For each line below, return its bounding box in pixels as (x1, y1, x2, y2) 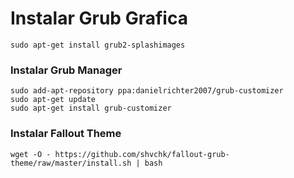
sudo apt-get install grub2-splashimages (10, 40, 186, 50)
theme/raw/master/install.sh (10, 158, 132, 168)
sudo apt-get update (10, 95, 97, 105)
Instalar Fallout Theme (10, 127, 122, 141)
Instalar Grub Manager (10, 63, 123, 77)
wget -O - (10, 149, 52, 159)
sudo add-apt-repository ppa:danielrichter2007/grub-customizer (10, 86, 284, 96)
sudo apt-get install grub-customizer (10, 103, 172, 114)
